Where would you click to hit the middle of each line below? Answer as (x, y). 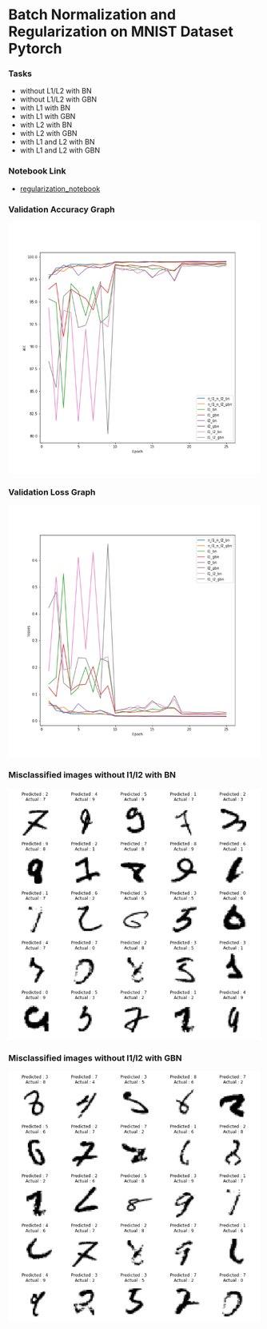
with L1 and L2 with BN (57, 142)
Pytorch (35, 49)
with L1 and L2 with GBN (60, 150)
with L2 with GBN (48, 133)
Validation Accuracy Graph (62, 209)
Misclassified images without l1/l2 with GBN (95, 1058)
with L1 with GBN (48, 117)
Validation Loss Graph (52, 492)
